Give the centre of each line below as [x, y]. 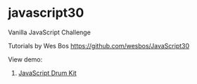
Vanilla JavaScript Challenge [49, 32]
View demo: [25, 59]
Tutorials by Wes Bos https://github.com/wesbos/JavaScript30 [99, 45]
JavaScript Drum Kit [47, 73]
